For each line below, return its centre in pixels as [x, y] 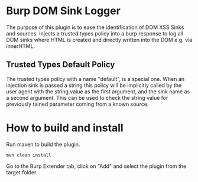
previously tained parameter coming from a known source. [77, 104]
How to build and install [65, 128]
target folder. [22, 172]
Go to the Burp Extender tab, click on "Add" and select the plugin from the [96, 166]
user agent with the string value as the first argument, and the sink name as [98, 91]
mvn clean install [29, 155]
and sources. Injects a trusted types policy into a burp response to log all [95, 33]
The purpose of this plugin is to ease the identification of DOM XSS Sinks [95, 27]
